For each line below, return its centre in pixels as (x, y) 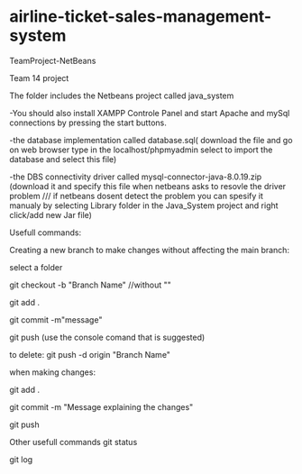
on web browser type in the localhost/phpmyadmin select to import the (141, 150)
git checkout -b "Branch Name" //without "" (90, 285)
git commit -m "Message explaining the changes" (101, 406)
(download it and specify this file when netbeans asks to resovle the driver (148, 186)
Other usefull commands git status (73, 442)
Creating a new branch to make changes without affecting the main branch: (150, 250)
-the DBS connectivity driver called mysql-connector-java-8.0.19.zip (136, 177)
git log (21, 459)
